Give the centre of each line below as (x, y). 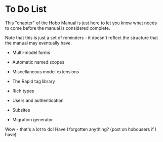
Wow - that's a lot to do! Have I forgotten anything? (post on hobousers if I (81, 129)
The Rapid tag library (34, 81)
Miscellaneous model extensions (45, 71)
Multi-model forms (31, 52)
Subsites (21, 110)
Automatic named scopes (38, 62)
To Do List (26, 9)
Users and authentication (38, 100)
